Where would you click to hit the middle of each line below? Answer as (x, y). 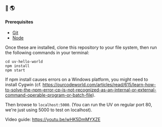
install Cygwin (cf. (23, 85)
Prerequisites (19, 22)
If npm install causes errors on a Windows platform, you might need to (77, 79)
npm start (15, 70)
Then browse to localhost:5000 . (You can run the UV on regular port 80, (79, 105)
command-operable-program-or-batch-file (49, 95)
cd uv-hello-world (24, 62)
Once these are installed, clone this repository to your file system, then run (81, 48)
